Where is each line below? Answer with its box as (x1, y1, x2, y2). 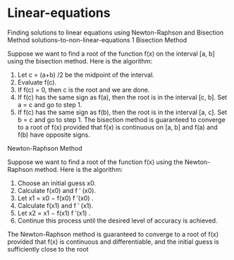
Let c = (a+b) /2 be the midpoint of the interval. (17, 70, 155, 79)
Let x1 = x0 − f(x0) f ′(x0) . (17, 194, 94, 202)
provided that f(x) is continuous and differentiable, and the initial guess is (7, 237, 220, 246)
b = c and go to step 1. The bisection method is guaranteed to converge (17, 115, 226, 124)
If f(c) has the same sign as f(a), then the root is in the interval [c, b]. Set (17, 93, 228, 101)
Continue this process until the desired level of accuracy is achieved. (17, 216, 218, 225)
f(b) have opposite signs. (17, 130, 90, 139)
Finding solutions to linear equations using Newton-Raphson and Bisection (7, 28, 224, 37)
